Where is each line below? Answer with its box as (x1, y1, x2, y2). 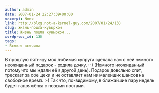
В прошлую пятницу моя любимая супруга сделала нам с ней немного (5, 56, 154, 62)
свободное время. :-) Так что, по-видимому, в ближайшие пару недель (5, 77, 155, 83)
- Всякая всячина (5, 43, 40, 48)
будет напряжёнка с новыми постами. (5, 82, 85, 88)
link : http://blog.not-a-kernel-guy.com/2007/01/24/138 (5, 20, 121, 26)
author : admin (5, 7, 34, 12)
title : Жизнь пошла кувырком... (5, 30, 71, 35)
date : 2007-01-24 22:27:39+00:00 (5, 12, 73, 17)
